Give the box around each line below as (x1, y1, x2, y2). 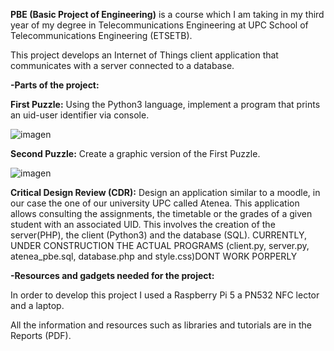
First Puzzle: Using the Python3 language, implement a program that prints (10, 99, 321, 110)
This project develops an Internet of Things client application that (10, 49, 279, 61)
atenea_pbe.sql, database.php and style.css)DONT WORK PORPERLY (10, 250, 298, 262)
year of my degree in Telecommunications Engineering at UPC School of (10, 19, 309, 31)
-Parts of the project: (10, 79, 100, 91)
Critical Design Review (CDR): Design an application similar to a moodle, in (10, 187, 321, 198)
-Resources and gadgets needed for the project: (10, 270, 215, 281)
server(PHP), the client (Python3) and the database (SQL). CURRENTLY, (10, 229, 308, 241)
